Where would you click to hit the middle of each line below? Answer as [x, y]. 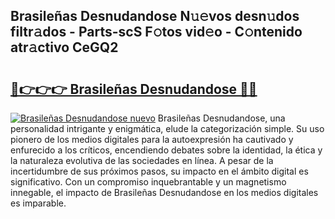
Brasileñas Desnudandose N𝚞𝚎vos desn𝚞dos [155, 16]
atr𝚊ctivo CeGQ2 [64, 47]
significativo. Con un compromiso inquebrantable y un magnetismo [148, 182]
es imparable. [38, 203]
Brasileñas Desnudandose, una [221, 118]
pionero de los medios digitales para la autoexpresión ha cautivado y [152, 139]
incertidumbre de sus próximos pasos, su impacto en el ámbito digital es [159, 171]
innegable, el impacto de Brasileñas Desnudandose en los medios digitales [164, 192]
